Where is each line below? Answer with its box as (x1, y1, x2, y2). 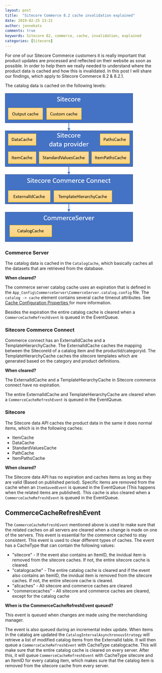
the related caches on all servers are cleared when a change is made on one (5, 527, 158, 533)
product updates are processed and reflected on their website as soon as (5, 57, 151, 63)
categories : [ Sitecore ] (5, 39, 53, 44)
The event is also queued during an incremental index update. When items (5, 626, 153, 632)
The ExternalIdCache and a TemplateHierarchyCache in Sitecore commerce (5, 377, 156, 383)
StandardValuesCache (12, 445, 57, 450)
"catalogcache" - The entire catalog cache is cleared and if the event (12, 567, 150, 573)
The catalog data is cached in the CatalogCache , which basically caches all (5, 260, 153, 266)
